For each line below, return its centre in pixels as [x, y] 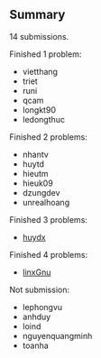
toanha [36, 345]
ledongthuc [44, 119]
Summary [37, 15]
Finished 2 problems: [48, 137]
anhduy [37, 317]
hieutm [35, 173]
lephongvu [42, 307]
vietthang [40, 71]
